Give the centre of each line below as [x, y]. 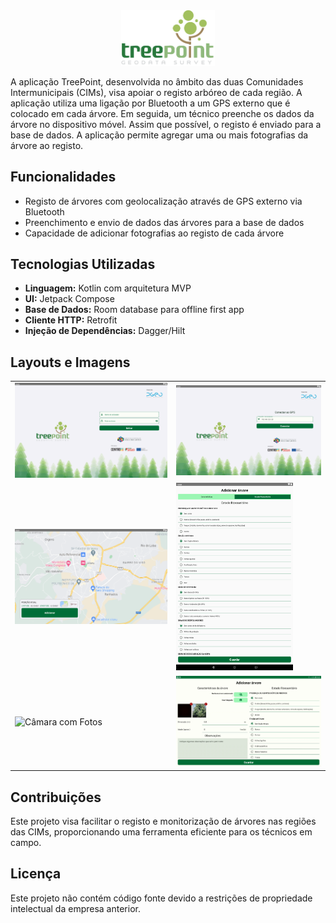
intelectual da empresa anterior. [75, 908]
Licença [36, 874]
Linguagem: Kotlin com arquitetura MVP [108, 288]
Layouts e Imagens [70, 362]
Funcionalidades [63, 177]
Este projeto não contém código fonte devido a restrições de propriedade [161, 898]
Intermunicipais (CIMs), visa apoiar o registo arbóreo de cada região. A [156, 92]
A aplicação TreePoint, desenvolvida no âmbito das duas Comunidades [157, 81]
